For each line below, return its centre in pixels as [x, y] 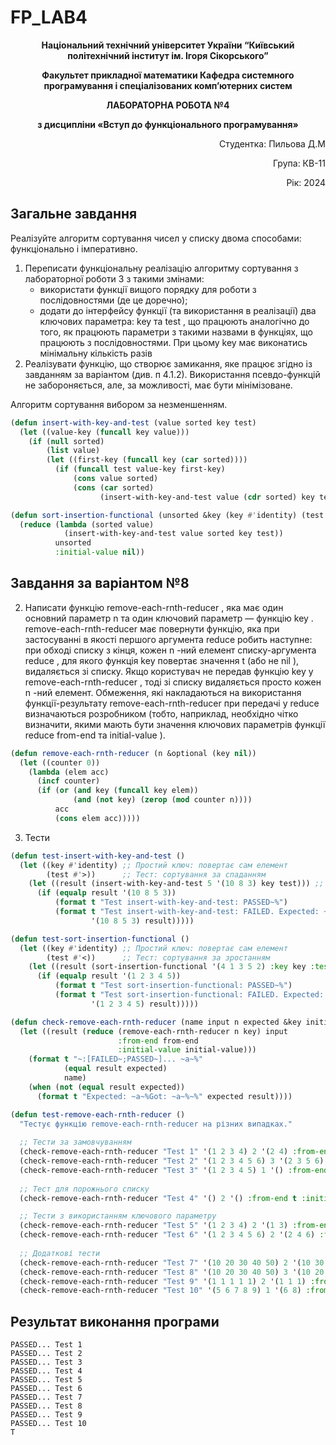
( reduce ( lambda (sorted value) [87, 524]
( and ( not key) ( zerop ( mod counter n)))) [163, 800]
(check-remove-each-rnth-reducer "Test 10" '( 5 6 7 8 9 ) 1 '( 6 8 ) [160, 1291]
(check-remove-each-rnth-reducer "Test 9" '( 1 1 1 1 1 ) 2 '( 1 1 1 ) [163, 1281]
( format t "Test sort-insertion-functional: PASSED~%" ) [173, 986]
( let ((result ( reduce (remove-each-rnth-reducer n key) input [153, 1031]
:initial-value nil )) [99, 552]
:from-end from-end [158, 1041]
